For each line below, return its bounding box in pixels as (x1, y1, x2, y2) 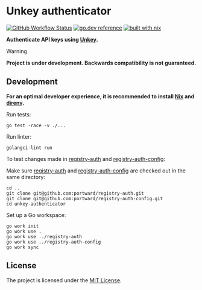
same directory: (6, 173, 46, 180)
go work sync (6, 244, 39, 250)
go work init (6, 223, 39, 229)
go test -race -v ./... (6, 122, 66, 128)
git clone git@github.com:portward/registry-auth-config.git (6, 195, 163, 201)
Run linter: (6, 133, 32, 140)
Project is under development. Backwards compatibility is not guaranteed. (6, 59, 197, 66)
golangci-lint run (6, 145, 52, 151)
